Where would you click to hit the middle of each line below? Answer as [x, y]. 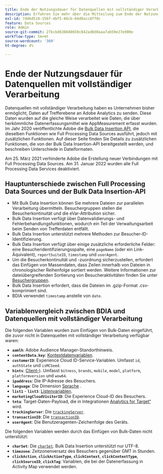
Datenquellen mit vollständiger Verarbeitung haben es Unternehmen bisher [80, 108]
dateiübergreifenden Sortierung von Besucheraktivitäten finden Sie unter [85, 275]
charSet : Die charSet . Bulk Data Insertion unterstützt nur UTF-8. [75, 446]
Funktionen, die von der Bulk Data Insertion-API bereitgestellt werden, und [79, 144]
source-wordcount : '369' [30, 41]
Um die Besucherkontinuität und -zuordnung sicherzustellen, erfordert [82, 260]
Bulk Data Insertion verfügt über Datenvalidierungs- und [68, 219]
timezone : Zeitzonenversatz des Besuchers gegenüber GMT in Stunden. [84, 451]
